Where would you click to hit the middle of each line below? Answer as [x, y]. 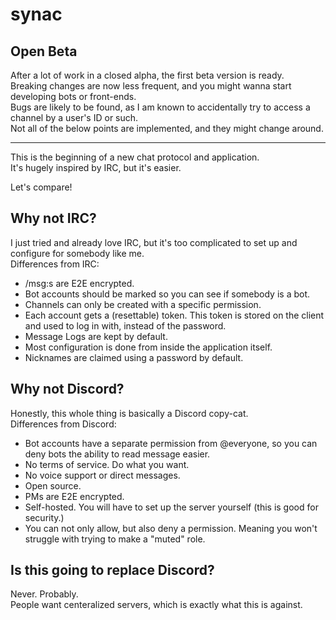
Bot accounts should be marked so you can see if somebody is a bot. [167, 294]
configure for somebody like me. [77, 253]
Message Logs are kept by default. [96, 336]
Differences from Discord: [63, 424]
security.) [44, 517]
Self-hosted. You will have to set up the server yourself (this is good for [171, 507]
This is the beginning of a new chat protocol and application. [135, 157]
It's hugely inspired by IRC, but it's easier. [96, 167]
